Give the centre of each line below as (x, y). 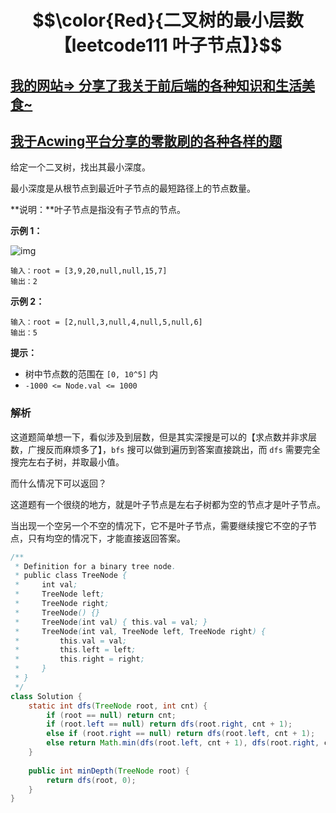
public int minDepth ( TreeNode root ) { (109, 771)
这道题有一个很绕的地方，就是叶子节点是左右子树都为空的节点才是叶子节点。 (168, 504)
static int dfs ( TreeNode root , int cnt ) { (118, 706)
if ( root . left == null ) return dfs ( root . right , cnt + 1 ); (169, 724)
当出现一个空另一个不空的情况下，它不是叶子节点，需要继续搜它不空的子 (159, 525)
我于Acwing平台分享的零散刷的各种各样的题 (146, 141)
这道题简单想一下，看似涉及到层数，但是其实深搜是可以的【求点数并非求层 (163, 437)
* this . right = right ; (79, 659)
